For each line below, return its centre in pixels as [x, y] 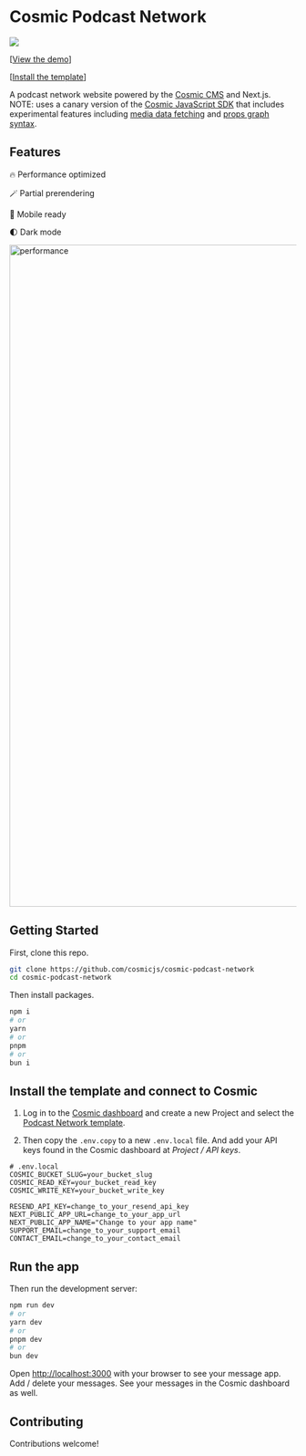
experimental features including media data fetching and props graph [140, 114]
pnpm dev [26, 1339]
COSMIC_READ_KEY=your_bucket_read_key [83, 1183]
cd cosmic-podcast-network [61, 978]
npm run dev [32, 1305]
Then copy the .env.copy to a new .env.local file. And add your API [150, 1140]
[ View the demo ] [41, 59]
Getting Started [54, 931]
